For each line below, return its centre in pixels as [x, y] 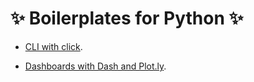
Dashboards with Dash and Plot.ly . [95, 66]
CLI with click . [53, 46]
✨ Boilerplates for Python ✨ [127, 18]
